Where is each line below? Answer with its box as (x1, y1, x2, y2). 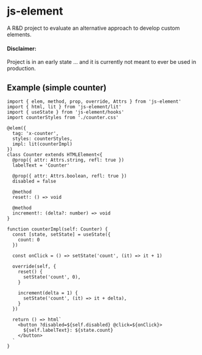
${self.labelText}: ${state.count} (23, 327, 114, 333)
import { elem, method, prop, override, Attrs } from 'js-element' (7, 98, 182, 105)
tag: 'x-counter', (12, 130, 60, 136)
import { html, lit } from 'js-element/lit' (7, 103, 122, 110)
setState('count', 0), (23, 274, 81, 280)
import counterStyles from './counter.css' (7, 114, 119, 120)
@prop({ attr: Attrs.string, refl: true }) (12, 157, 124, 163)
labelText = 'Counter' (12, 162, 70, 168)
